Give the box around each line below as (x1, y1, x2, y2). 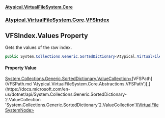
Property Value (5, 65, 37, 71)
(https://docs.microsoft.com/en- (5, 86, 70, 92)
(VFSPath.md (5, 81, 32, 87)
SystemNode (5, 107, 31, 113)
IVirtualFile (137, 102, 159, 108)
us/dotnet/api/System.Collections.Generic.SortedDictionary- (5, 91, 127, 97)
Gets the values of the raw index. (5, 44, 72, 50)
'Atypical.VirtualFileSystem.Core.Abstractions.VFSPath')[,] (32, 81, 151, 87)
